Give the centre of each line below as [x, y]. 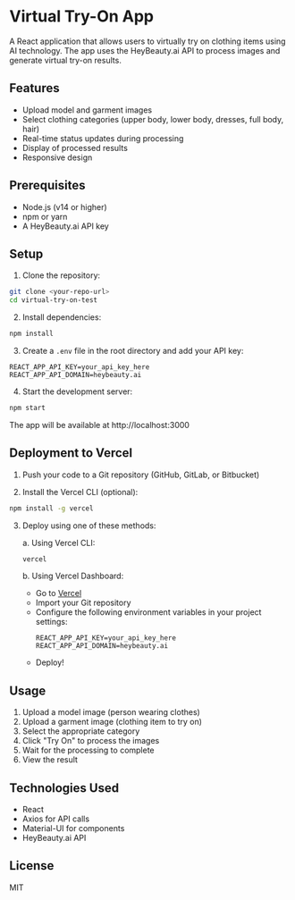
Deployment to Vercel [71, 453]
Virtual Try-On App [82, 17]
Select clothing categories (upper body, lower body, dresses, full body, [153, 119]
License [32, 866]
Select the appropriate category [81, 731]
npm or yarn [45, 216]
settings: [51, 622]
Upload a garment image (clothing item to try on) [112, 722]
